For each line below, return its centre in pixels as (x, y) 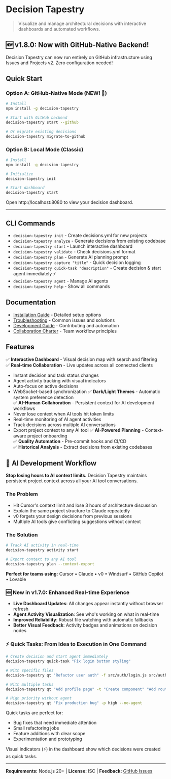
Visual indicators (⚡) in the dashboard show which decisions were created (83, 749)
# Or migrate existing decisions (41, 132)
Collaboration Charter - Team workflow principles (65, 331)
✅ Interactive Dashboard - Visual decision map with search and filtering (81, 359)
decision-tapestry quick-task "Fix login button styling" (68, 661)
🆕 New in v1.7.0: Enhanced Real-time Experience (68, 592)
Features (20, 347)
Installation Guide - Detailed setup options (57, 315)
